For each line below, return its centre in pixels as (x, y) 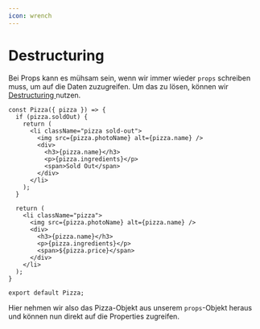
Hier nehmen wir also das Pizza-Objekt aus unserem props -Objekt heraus (130, 307)
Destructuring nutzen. (45, 95)
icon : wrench (30, 16)
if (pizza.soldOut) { (52, 117)
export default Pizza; (46, 293)
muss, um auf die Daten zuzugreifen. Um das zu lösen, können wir (118, 86)
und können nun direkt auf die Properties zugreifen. (94, 316)
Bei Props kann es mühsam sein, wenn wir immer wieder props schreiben (130, 78)
